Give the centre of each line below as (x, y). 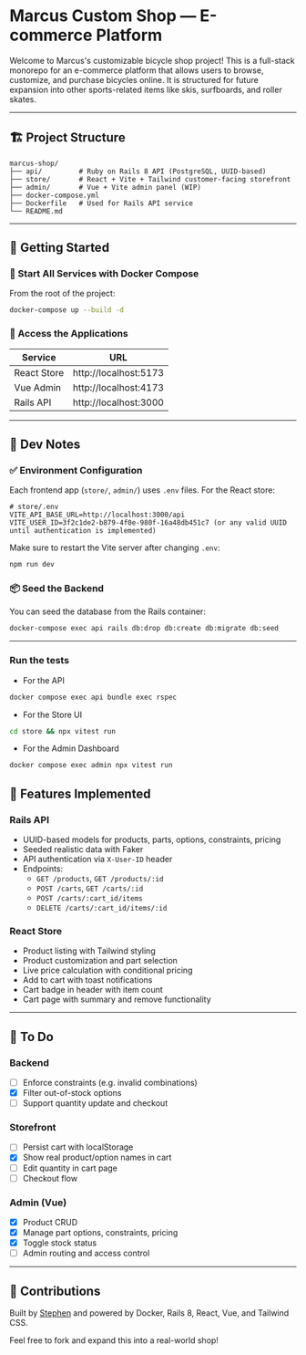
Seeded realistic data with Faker (83, 849)
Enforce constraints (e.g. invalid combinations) (110, 1082)
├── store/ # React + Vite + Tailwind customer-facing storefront (150, 179)
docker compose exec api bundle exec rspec (93, 697)
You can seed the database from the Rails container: (108, 611)
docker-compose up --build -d (67, 310)
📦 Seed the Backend (57, 589)
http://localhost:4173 (118, 387)
